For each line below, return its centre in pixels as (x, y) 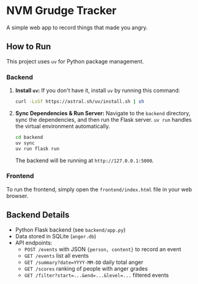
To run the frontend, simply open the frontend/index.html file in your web (99, 189)
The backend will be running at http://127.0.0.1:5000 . (84, 160)
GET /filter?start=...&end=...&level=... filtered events (97, 275)
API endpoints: (34, 243)
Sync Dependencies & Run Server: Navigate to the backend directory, (103, 113)
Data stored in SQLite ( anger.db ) (56, 236)
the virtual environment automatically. (63, 126)
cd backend (29, 137)
